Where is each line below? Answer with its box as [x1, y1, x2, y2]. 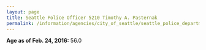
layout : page [6, 9, 40, 15]
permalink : [6, 20, 34, 26]
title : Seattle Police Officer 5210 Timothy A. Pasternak [6, 15, 158, 21]
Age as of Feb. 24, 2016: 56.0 [6, 37, 82, 45]
